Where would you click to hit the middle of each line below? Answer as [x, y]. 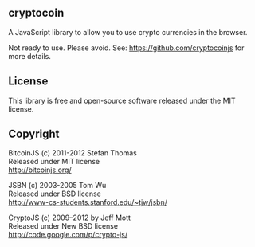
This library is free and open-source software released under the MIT [122, 100]
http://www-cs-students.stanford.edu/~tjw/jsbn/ [88, 202]
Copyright [34, 134]
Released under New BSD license [63, 226]
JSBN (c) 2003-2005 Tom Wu [57, 186]
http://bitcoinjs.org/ [40, 170]
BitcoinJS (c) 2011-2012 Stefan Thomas [73, 153]
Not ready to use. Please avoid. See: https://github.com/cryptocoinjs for [126, 48]
